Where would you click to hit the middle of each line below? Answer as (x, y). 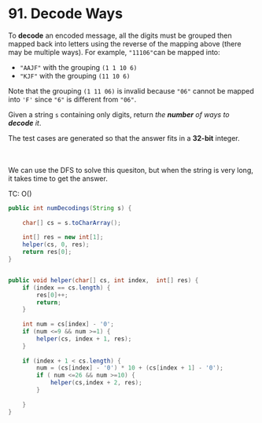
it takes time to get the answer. (58, 178)
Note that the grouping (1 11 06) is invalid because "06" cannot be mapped (131, 90)
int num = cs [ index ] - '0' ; (68, 324)
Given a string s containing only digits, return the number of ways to (119, 114)
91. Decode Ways (66, 14)
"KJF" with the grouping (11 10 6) (75, 75)
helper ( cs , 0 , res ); (56, 245)
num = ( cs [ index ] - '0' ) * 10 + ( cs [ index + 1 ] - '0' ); (130, 368)
